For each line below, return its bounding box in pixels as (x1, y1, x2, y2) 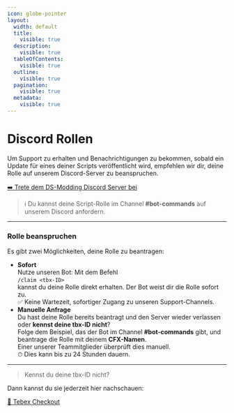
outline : (13, 68, 39, 75)
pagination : (13, 82, 49, 89)
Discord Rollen (7, 131, 93, 147)
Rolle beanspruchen (7, 231, 77, 241)
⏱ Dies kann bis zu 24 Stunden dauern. (17, 350, 130, 359)
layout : (7, 17, 30, 24)
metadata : (13, 95, 42, 102)
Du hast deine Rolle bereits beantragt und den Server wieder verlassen (17, 313, 221, 322)
